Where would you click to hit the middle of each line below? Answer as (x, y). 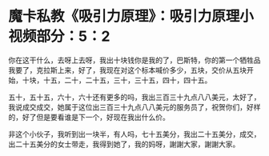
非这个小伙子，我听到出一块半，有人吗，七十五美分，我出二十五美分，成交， (134, 134)
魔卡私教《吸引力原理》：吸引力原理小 (131, 16)
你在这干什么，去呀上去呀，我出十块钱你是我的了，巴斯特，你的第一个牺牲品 (134, 60)
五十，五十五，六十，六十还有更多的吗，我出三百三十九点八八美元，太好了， (134, 97)
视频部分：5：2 (59, 36)
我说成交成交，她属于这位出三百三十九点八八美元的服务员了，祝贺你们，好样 (134, 107)
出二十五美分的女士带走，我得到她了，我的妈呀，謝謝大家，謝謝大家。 (124, 144)
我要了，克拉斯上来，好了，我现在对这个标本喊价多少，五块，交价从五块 (127, 70)
